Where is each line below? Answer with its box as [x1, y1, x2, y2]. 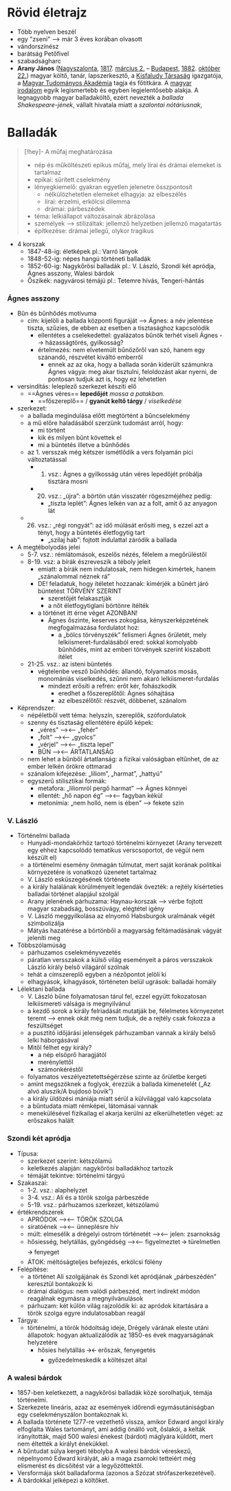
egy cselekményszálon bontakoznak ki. [16, 1411, 129, 1419]
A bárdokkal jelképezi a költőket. [16, 1477, 109, 1485]
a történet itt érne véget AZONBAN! [37, 609, 138, 617]
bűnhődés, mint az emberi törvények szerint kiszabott [58, 645, 211, 654]
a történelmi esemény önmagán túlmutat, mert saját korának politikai [27, 861, 221, 869]
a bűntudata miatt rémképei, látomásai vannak [27, 1102, 158, 1110]
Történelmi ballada [16, 831, 70, 840]
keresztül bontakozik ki [27, 1279, 93, 1287]
